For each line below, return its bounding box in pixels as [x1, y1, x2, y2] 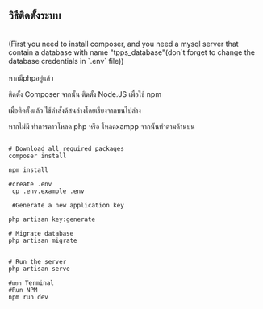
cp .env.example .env [11, 187, 85, 195]
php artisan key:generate [8, 215, 95, 223]
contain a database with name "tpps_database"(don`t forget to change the [8, 47, 256, 57]
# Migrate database [8, 229, 74, 237]
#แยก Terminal [8, 278, 55, 287]
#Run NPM [8, 286, 38, 294]
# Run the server [8, 257, 67, 265]
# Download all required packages [8, 144, 125, 152]
